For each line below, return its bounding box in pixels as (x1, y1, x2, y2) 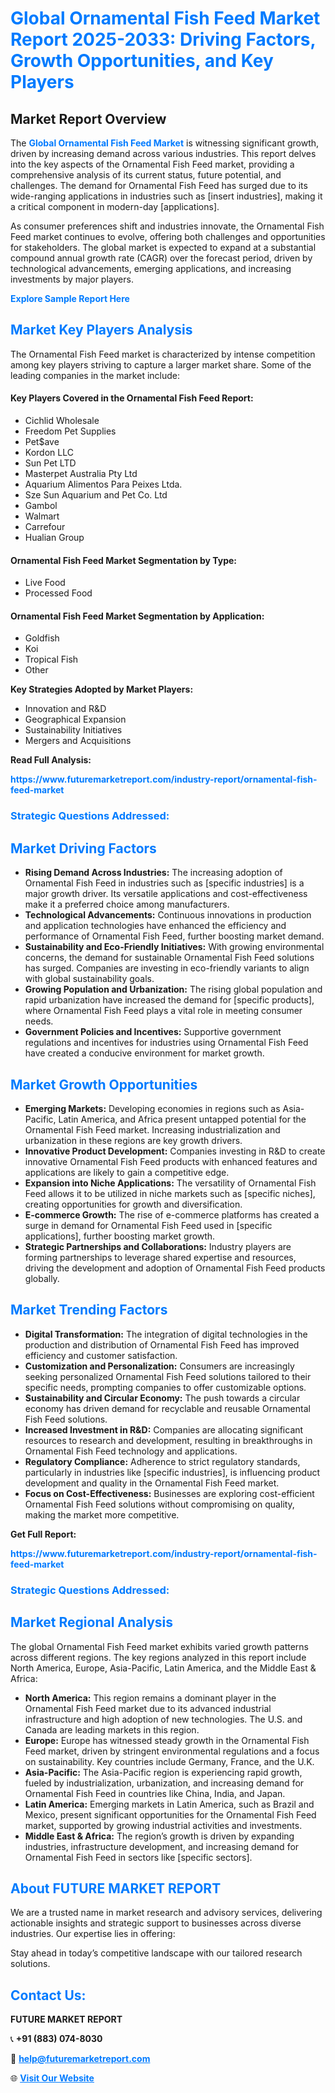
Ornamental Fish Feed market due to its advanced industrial (24, 1702, 272, 1714)
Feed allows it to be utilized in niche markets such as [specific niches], (24, 1187, 316, 1199)
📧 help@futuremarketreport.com (10, 2053, 151, 2065)
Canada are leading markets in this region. (24, 1723, 200, 1736)
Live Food (24, 577, 66, 589)
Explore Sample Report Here (10, 293, 130, 304)
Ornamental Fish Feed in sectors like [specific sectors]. (24, 1851, 253, 1863)
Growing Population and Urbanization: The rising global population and (24, 983, 323, 996)
